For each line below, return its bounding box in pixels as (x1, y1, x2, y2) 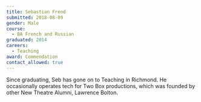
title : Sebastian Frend (6, 8, 66, 15)
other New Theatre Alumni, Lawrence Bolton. (6, 89, 118, 96)
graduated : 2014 (6, 37, 47, 43)
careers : (6, 43, 28, 49)
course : (6, 25, 26, 32)
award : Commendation (6, 54, 59, 60)
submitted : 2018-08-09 (6, 14, 63, 21)
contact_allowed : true (6, 59, 63, 65)
